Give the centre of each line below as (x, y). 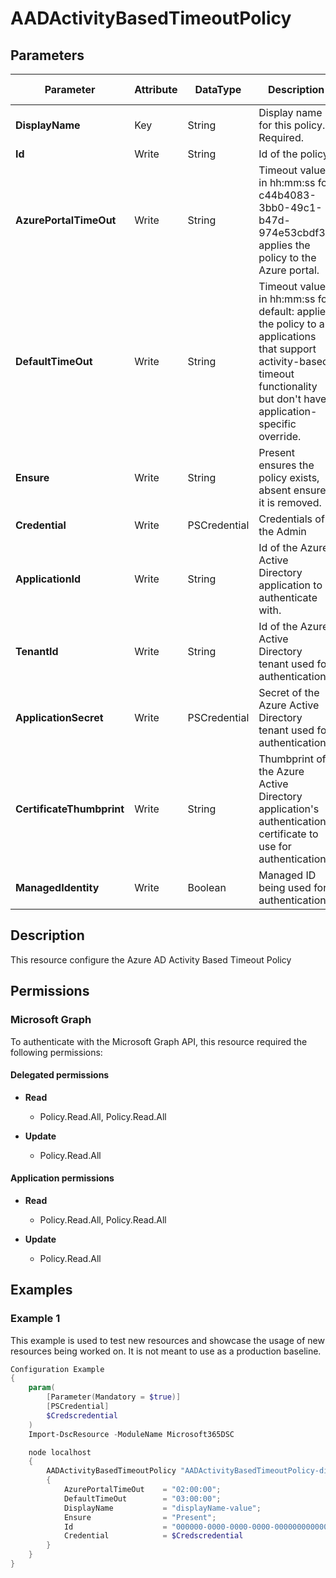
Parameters (47, 55)
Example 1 (35, 1319)
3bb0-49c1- (290, 207)
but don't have (292, 399)
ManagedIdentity (57, 887)
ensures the (286, 465)
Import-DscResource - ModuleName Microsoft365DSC (131, 1434)
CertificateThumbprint (70, 809)
